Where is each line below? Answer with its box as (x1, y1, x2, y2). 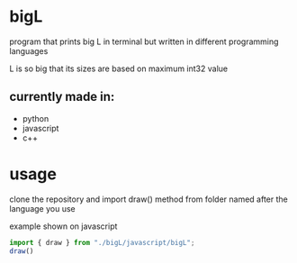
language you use (9, 203, 76, 213)
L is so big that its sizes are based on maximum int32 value (9, 63, 228, 74)
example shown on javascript (9, 221, 118, 231)
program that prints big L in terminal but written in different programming (9, 36, 279, 47)
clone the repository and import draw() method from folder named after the (9, 194, 288, 204)
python (22, 113, 49, 123)
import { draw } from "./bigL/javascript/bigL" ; (9, 238, 195, 247)
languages (9, 45, 49, 56)
